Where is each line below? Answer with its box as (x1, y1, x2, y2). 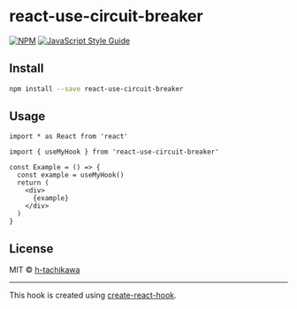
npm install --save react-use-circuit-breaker (9, 84, 184, 94)
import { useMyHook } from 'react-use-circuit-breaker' (9, 147, 219, 156)
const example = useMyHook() (17, 170, 125, 180)
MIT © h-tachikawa (9, 265, 80, 275)
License (9, 241, 54, 256)
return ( (17, 178, 49, 187)
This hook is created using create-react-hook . (9, 290, 177, 301)
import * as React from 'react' (9, 132, 128, 141)
